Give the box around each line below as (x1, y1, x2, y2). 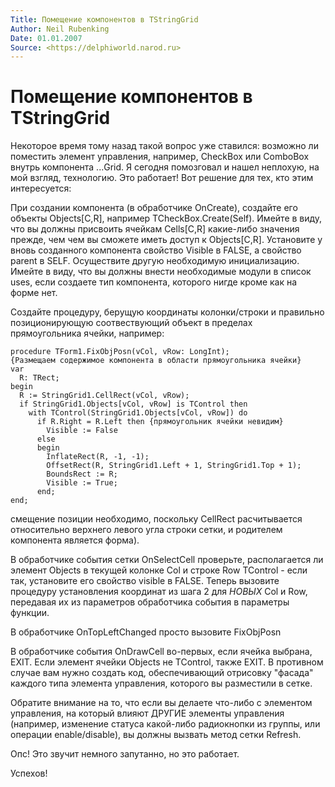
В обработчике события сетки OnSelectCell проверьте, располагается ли (10, 554, 324, 566)
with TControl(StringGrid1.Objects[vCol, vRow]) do (28, 408, 248, 418)
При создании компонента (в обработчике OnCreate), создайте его (10, 202, 298, 214)
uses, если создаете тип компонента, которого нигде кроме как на (10, 276, 298, 288)
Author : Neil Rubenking (10, 24, 110, 34)
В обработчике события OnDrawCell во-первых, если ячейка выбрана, (10, 646, 313, 658)
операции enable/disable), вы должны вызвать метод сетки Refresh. (10, 729, 302, 741)
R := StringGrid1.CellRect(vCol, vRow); (19, 391, 190, 401)
